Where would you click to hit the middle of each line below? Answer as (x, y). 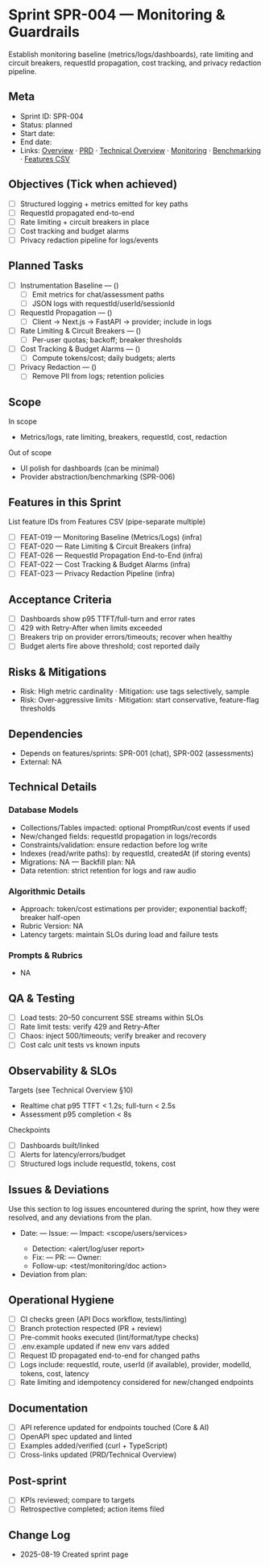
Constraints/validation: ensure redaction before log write (114, 844)
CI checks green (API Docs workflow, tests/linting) (103, 1319)
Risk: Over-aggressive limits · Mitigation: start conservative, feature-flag (139, 700)
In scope (23, 421)
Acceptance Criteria (60, 599)
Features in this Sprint (65, 502)
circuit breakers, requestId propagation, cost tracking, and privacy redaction (135, 63)
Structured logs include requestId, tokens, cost (98, 1164)
